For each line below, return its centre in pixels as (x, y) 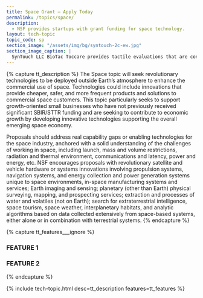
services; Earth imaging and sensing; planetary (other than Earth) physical (99, 188)
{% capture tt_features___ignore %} (50, 232)
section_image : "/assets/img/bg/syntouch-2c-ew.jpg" (74, 46)
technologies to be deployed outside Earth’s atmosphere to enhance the (96, 80)
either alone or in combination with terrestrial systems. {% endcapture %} (98, 220)
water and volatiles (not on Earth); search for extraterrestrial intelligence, (97, 201)
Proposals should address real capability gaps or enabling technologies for (99, 137)
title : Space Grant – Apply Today (50, 12)
